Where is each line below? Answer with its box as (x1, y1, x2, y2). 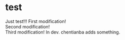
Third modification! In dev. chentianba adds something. (5, 29, 120, 35)
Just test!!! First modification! (5, 18, 66, 24)
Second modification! (5, 23, 50, 29)
